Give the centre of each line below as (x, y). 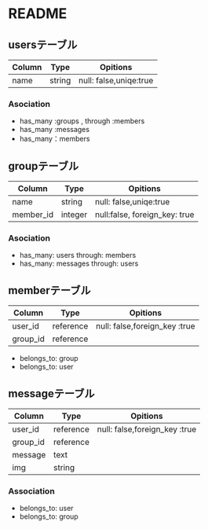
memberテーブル (49, 290)
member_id (33, 215)
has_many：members (55, 139)
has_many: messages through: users (79, 263)
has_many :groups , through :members (82, 121)
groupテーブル (44, 166)
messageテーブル (51, 393)
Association (31, 490)
